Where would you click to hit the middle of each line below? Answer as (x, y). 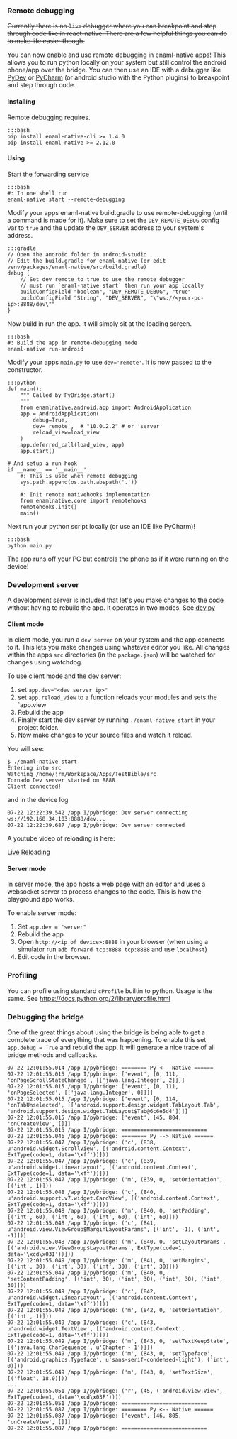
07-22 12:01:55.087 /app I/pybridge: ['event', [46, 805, (94, 1416)
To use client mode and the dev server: (64, 676)
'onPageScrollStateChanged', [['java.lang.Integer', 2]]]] (96, 1080)
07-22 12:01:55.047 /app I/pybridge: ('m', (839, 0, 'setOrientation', (115, 1180)
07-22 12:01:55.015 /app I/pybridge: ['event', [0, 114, (93, 1099)
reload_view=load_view (66, 432)
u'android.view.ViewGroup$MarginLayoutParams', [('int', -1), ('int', (114, 1230)
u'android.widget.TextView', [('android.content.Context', (96, 1329)
